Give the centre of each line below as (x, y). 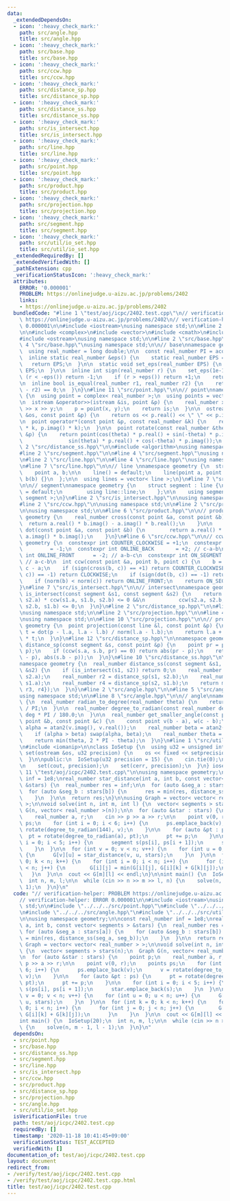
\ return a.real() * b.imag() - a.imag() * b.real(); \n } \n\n (116, 523)
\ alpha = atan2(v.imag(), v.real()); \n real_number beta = (112, 728)
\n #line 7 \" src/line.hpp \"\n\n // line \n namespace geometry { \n (115, 466)
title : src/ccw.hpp (47, 77)
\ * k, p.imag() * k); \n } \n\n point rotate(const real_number (115, 428)
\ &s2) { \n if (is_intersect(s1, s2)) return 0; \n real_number (121, 670)
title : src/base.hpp (49, 58)
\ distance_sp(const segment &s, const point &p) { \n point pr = (119, 645)
